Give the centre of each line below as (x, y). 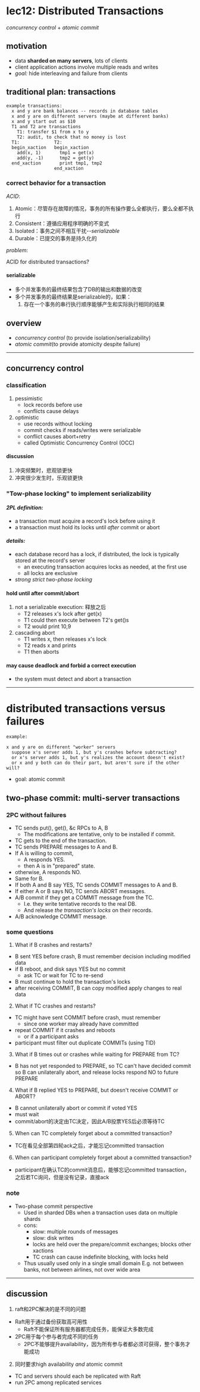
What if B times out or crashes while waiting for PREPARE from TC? (97, 1054)
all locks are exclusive (51, 573)
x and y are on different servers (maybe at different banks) (90, 116)
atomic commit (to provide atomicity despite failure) (78, 344)
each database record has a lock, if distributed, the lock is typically (97, 554)
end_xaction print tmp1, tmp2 (57, 163)
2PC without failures (36, 815)
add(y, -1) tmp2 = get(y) (56, 158)
